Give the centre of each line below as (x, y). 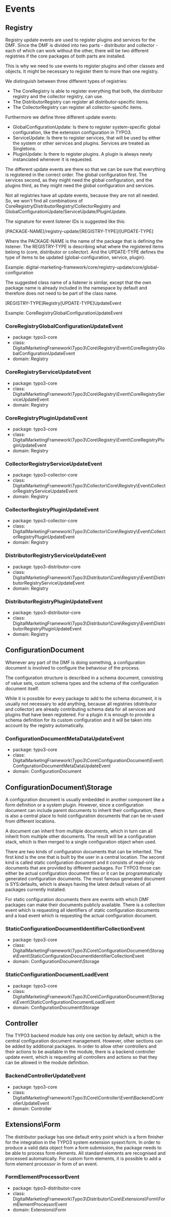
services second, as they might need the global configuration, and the (79, 180)
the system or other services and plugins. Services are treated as (81, 143)
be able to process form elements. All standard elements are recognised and (85, 1153)
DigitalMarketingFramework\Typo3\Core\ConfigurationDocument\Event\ (88, 761)
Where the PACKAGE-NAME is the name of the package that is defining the (84, 241)
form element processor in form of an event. (52, 1164)
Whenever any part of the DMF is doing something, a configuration (75, 662)
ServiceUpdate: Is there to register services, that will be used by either (87, 138)
